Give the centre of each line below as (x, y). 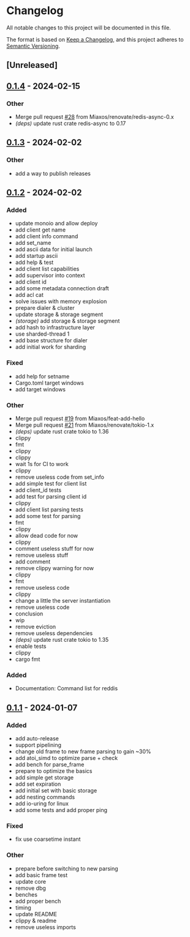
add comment (33, 562)
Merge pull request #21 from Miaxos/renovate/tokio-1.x (85, 425)
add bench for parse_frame (50, 764)
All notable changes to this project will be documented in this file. (89, 28)
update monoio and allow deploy (56, 224)
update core (31, 881)
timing (23, 908)
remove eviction (36, 627)
